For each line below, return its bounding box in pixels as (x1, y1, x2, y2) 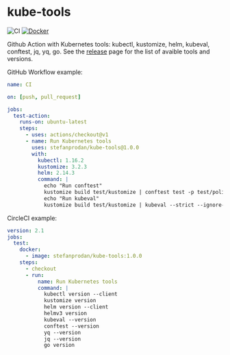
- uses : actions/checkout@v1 (25, 132, 109, 138)
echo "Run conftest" (43, 182, 103, 189)
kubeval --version (43, 316, 97, 323)
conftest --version (43, 323, 99, 330)
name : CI (7, 81, 32, 88)
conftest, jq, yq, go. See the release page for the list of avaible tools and (7, 47, 210, 56)
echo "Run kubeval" (43, 195, 99, 202)
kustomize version (43, 297, 97, 304)
